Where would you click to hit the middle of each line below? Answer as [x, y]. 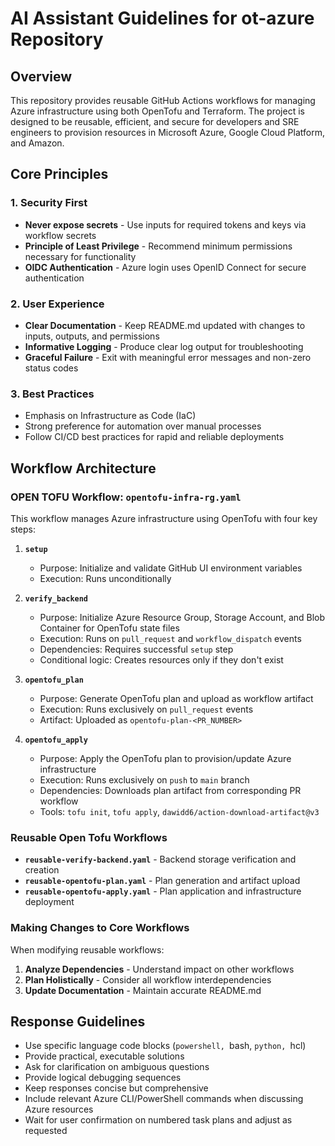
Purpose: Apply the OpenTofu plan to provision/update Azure [165, 758]
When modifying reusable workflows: [87, 949]
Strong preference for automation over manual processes [143, 426]
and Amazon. [37, 143]
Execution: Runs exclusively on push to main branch [144, 779]
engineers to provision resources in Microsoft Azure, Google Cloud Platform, [167, 132]
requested [46, 1131]
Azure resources [59, 1109]
